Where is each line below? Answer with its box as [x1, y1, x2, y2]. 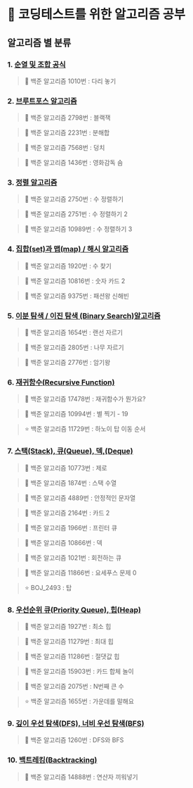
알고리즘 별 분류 [7, 37, 72, 49]
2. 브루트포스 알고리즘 [7, 96, 77, 106]
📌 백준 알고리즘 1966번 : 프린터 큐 [24, 523, 118, 532]
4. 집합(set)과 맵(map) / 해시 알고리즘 [7, 244, 129, 254]
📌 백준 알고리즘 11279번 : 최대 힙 [24, 637, 114, 645]
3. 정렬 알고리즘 [7, 177, 58, 187]
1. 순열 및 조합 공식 [7, 59, 66, 69]
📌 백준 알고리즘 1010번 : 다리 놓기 [24, 77, 117, 85]
